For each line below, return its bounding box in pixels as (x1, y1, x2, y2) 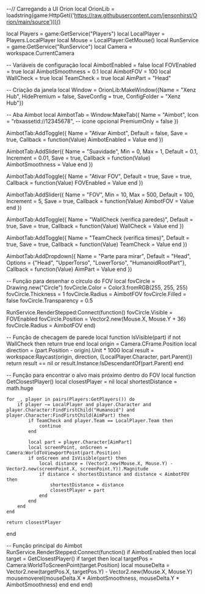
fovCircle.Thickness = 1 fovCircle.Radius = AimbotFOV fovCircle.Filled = (6, 291, 187, 297)
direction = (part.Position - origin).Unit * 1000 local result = (6, 347, 154, 354)
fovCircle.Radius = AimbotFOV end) (6, 322, 96, 329)
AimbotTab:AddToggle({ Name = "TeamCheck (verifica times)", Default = (6, 234, 190, 241)
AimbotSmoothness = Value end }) (6, 161, 93, 168)
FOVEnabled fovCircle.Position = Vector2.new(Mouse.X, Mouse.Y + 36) (6, 315, 186, 322)
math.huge (6, 385, 34, 392)
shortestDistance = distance (49, 482, 124, 488)
